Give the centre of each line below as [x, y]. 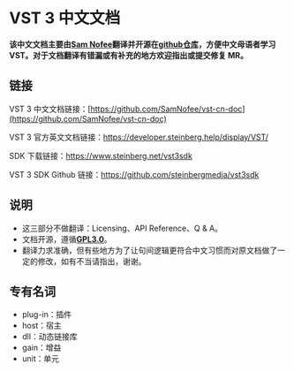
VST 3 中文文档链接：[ [50, 109]
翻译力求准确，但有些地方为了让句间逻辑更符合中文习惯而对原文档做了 [150, 250]
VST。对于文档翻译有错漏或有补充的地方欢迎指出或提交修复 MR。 [129, 55]
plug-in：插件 [47, 315]
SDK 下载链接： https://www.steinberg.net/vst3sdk [101, 156]
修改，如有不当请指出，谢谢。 [92, 261]
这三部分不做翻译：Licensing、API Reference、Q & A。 [122, 228]
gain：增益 [41, 348]
